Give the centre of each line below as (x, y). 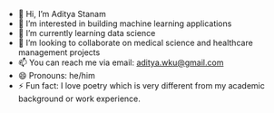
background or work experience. (79, 99)
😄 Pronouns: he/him (56, 75)
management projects (59, 52)
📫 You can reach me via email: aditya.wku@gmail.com (121, 62)
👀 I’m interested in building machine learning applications (125, 24)
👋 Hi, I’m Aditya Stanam (62, 14)
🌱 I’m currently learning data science (87, 33)
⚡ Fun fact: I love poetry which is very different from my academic (141, 85)
